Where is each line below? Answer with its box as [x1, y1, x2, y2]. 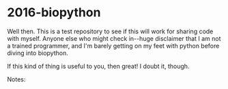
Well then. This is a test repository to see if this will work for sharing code [7, 27, 214, 35]
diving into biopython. [7, 49, 68, 57]
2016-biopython [7, 5, 101, 20]
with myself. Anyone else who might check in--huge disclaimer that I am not [7, 34, 221, 42]
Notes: [7, 75, 26, 83]
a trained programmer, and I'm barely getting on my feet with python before [7, 41, 220, 50]
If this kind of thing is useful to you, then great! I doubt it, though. [7, 62, 190, 70]
